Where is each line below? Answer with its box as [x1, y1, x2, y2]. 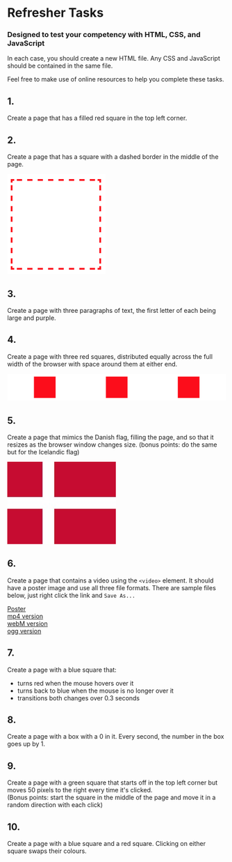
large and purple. [7, 314, 57, 322]
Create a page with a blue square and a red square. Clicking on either [7, 840, 206, 848]
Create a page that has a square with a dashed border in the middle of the [7, 153, 219, 161]
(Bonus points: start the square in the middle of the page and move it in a [7, 793, 216, 802]
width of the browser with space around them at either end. [7, 360, 178, 368]
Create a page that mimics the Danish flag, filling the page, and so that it [7, 433, 214, 442]
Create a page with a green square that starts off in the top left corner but [7, 778, 218, 787]
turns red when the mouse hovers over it [17, 679, 134, 687]
